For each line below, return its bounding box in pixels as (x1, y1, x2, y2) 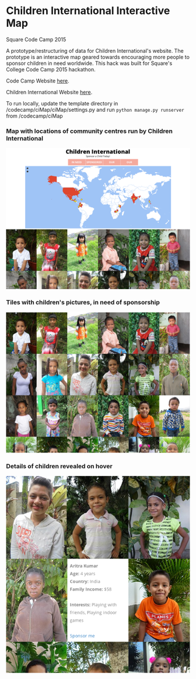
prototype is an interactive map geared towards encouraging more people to (6, 53, 190, 60)
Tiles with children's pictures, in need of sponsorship (6, 299, 160, 307)
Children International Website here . (6, 88, 93, 95)
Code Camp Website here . (6, 77, 69, 84)
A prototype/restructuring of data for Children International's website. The (6, 47, 184, 54)
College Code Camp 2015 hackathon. (6, 66, 96, 73)
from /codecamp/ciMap (6, 112, 63, 119)
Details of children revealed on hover (6, 462, 113, 471)
